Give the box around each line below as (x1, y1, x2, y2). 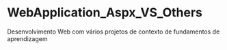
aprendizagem (7, 34, 48, 42)
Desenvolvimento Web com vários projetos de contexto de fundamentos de (7, 27, 220, 36)
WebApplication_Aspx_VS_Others (7, 5, 203, 21)
